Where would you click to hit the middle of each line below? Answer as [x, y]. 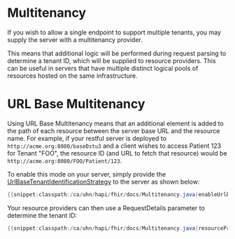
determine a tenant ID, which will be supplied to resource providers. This [112, 60]
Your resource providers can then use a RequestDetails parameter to [106, 207]
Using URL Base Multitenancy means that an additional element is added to [115, 123]
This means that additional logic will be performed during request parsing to [117, 53]
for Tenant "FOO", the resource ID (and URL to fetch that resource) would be [117, 153]
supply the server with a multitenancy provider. [75, 39]
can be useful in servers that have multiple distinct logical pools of [103, 68]
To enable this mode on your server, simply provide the [87, 174]
